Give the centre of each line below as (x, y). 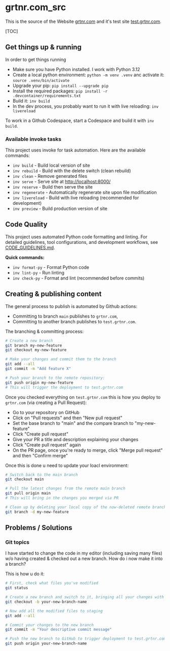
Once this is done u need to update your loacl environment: (67, 465)
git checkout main (25, 479)
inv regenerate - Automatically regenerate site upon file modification (84, 193)
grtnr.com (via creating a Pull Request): (46, 402)
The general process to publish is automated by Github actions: (71, 306)
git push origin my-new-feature (39, 383)
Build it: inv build (31, 101)
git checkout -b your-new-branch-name (46, 602)
